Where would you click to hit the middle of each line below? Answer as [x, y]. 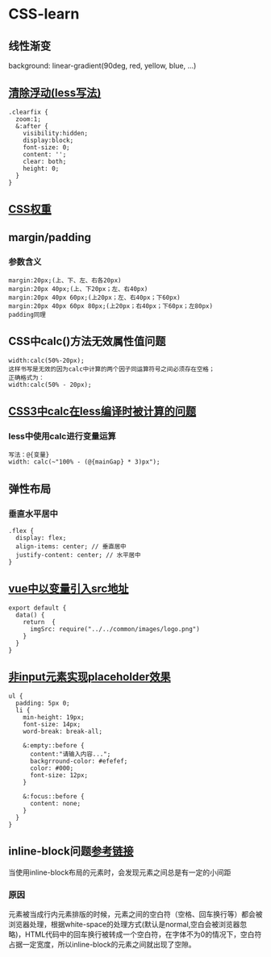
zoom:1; [29, 119]
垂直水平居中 [33, 514]
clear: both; [45, 161]
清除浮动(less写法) [55, 93]
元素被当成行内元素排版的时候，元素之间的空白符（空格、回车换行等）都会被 [135, 914]
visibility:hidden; [56, 133]
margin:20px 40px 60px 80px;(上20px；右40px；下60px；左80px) [111, 306]
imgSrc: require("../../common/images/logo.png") [115, 629]
